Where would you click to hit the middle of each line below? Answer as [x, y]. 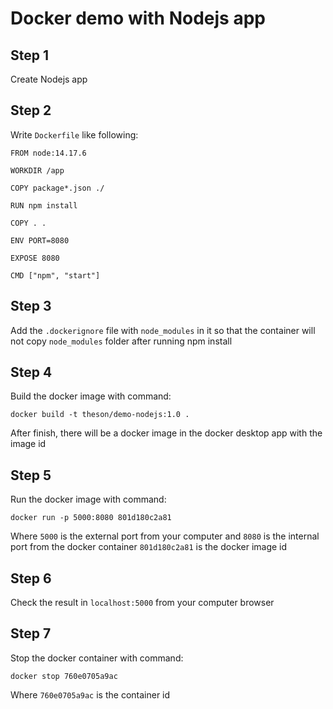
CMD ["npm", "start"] [55, 275]
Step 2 [31, 110]
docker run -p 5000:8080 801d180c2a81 [91, 518]
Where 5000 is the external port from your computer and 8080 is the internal [165, 536]
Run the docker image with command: [88, 499]
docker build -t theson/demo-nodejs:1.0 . [100, 415]
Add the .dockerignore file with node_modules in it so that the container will [163, 330]
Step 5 [31, 475]
